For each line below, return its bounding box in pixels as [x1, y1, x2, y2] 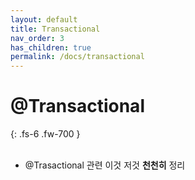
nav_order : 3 [10, 33, 65, 43]
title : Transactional [10, 24, 101, 34]
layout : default [10, 14, 78, 25]
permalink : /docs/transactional [10, 52, 145, 62]
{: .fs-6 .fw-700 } [10, 128, 81, 140]
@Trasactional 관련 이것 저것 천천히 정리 [24, 159, 186, 171]
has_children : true [10, 42, 92, 53]
